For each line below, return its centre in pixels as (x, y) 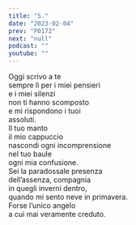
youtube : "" (28, 53)
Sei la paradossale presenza (55, 171)
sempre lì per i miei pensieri (55, 85)
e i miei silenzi (32, 93)
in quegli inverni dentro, (48, 188)
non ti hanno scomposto (49, 102)
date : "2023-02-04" (41, 23)
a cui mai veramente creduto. (57, 214)
